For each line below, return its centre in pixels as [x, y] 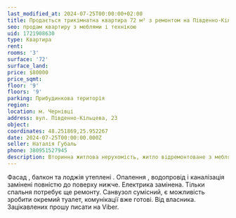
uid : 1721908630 [31, 33]
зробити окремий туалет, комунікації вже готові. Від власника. [101, 199]
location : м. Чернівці [40, 111]
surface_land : [28, 66]
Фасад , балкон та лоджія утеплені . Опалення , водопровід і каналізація [116, 177]
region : [19, 105]
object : [19, 124]
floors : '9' [25, 92]
